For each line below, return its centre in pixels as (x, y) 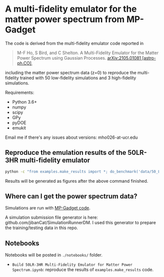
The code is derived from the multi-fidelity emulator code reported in (74, 43)
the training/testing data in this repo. (41, 228)
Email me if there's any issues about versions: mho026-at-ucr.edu (72, 137)
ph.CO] (24, 63)
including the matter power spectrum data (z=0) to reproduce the (71, 72)
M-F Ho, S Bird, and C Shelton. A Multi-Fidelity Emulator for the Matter (88, 53)
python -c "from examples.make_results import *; (57, 171)
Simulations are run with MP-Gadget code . (48, 208)
